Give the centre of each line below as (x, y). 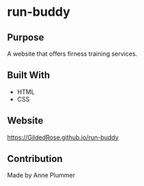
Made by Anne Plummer (41, 175)
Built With (28, 75)
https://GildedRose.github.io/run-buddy (63, 137)
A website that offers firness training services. (72, 54)
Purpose (26, 37)
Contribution (35, 159)
